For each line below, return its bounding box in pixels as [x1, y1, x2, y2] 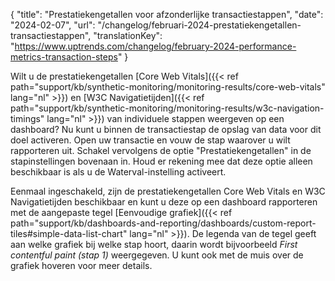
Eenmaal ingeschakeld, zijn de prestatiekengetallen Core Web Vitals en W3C [10, 185, 326, 197]
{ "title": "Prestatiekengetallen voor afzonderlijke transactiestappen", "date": [10, 9, 324, 20]
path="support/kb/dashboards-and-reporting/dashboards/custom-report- [10, 217, 317, 229]
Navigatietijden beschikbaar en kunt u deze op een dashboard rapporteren [10, 196, 318, 208]
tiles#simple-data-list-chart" [10, 228, 128, 239]
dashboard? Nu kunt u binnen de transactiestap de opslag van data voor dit [10, 124, 322, 135]
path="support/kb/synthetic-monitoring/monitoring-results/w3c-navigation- [10, 102, 325, 114]
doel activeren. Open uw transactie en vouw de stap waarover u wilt [10, 134, 291, 146]
